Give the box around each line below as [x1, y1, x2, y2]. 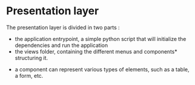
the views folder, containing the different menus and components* [14, 48, 177, 55]
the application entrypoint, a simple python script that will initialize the [14, 35, 186, 42]
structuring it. [14, 54, 48, 61]
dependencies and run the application [14, 42, 108, 49]
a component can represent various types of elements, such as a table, [14, 65, 190, 73]
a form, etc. [14, 72, 43, 79]
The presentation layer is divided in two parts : [6, 24, 120, 31]
